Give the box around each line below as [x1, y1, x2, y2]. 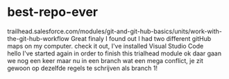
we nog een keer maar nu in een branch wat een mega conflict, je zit [7, 56, 203, 64]
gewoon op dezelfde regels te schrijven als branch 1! [7, 64, 158, 72]
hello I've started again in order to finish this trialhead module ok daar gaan [7, 49, 222, 58]
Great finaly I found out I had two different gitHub [70, 34, 212, 42]
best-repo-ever [7, 4, 99, 20]
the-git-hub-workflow [7, 34, 69, 42]
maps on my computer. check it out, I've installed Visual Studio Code [7, 42, 204, 50]
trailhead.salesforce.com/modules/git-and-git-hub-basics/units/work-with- [7, 27, 222, 35]
